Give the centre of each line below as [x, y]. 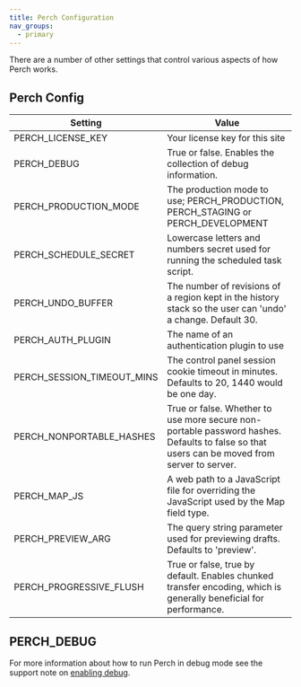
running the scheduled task [224, 260]
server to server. [202, 465]
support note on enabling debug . [70, 673]
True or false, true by [211, 565]
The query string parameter [225, 528]
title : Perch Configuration [62, 18]
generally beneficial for [215, 598]
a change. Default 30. [212, 320]
